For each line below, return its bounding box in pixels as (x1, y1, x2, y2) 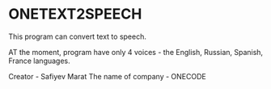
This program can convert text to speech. (8, 32, 147, 41)
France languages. (8, 56, 70, 66)
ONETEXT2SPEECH (8, 5, 142, 23)
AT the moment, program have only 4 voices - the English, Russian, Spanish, (8, 47, 264, 57)
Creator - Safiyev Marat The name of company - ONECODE (8, 71, 206, 81)
